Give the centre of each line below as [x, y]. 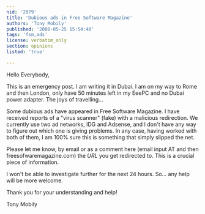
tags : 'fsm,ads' [27, 35]
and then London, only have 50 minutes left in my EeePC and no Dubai [95, 93]
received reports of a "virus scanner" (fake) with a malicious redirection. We [102, 117]
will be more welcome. [35, 180]
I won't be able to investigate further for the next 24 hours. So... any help [98, 174]
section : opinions [30, 46]
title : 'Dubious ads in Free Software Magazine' [69, 18]
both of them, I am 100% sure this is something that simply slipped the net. [100, 137]
